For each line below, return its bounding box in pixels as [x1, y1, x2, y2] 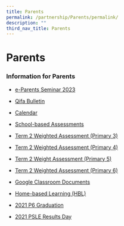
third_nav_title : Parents [6, 25, 70, 32]
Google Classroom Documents [14, 178, 91, 185]
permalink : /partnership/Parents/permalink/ [6, 14, 119, 20]
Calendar [14, 109, 38, 116]
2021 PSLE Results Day [14, 213, 72, 220]
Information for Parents [6, 72, 76, 81]
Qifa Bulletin [14, 97, 45, 104]
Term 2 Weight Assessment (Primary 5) [14, 155, 112, 162]
